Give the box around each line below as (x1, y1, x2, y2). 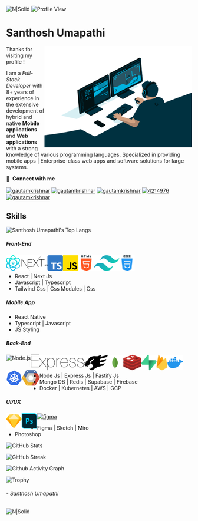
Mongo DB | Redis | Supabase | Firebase (39, 378, 138, 385)
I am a (6, 70, 21, 77)
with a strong (6, 144, 38, 151)
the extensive (6, 101, 39, 108)
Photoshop (14, 430, 41, 437)
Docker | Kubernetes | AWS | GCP (39, 385, 122, 391)
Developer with (6, 82, 43, 89)
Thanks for (6, 45, 32, 52)
